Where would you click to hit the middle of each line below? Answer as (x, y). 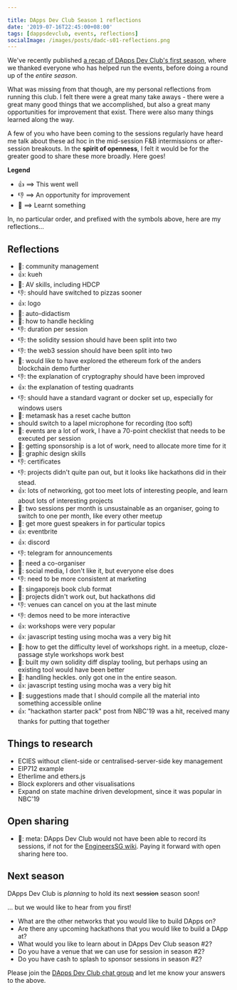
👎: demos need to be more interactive (74, 616)
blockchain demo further (54, 369)
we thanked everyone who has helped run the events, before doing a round (118, 68)
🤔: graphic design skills (52, 454)
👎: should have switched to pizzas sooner (80, 292)
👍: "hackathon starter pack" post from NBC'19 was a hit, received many (123, 711)
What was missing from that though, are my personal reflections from (109, 89)
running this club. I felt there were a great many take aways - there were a (116, 97)
